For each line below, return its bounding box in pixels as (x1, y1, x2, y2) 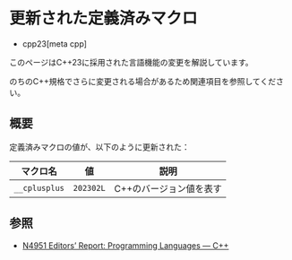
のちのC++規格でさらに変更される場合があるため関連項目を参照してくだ (9, 75, 276, 86)
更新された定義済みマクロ (9, 8, 199, 29)
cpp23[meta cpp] (21, 38, 88, 49)
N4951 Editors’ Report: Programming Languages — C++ (21, 239, 229, 251)
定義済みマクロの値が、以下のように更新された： (9, 141, 190, 152)
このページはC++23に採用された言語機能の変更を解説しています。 (9, 56, 253, 67)
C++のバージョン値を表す (114, 182, 222, 195)
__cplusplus (13, 183, 65, 193)
